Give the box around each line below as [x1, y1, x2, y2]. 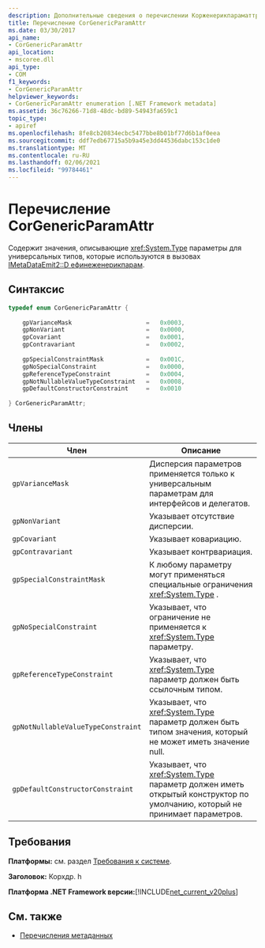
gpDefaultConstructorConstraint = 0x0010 [22, 385, 181, 392]
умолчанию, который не [148, 798, 242, 810]
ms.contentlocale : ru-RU [8, 151, 90, 159]
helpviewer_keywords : [8, 93, 80, 100]
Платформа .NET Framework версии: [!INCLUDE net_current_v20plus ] [8, 887, 239, 897]
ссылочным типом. [148, 684, 223, 695]
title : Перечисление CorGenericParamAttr [8, 19, 147, 27]
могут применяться [148, 569, 226, 580]
